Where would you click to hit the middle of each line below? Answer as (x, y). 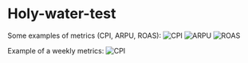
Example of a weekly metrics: (56, 50)
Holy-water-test (62, 14)
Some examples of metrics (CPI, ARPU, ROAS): (84, 35)
